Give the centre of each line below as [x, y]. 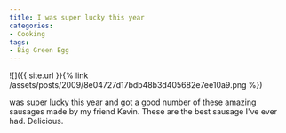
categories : [31, 26]
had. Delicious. [36, 121]
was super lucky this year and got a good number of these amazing [133, 102]
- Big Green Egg [39, 51]
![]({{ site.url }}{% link [49, 75]
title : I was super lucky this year [77, 17]
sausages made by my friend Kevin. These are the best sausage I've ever [143, 112]
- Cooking [28, 34]
